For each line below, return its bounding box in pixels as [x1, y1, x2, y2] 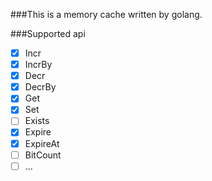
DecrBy [24, 81, 57, 93]
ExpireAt [24, 137, 60, 149]
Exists [24, 115, 50, 127]
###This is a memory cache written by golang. [10, 9, 203, 20]
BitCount [24, 149, 62, 161]
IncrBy [24, 59, 53, 71]
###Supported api [10, 28, 86, 39]
